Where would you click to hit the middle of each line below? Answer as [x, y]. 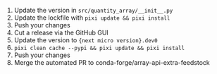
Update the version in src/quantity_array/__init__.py [93, 10]
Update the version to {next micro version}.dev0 [86, 40]
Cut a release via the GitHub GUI [61, 32]
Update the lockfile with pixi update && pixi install [92, 18]
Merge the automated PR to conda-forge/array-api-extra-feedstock [112, 62]
